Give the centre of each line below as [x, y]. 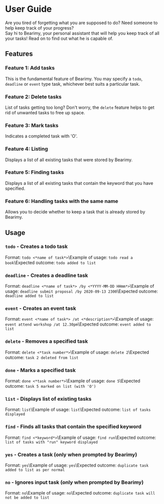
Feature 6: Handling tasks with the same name [62, 201]
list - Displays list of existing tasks [49, 399]
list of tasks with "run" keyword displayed [51, 442]
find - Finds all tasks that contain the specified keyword [73, 427]
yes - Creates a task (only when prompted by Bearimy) [71, 454]
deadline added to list [30, 296]
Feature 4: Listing [27, 149]
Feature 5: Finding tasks [34, 172]
